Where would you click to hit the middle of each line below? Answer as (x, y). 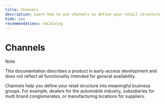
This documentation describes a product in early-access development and (81, 71)
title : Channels (22, 10)
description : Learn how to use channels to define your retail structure (83, 14)
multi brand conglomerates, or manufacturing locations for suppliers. (75, 96)
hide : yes (15, 19)
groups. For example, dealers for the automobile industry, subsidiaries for (80, 91)
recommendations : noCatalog (34, 23)
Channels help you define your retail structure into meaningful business (78, 86)
